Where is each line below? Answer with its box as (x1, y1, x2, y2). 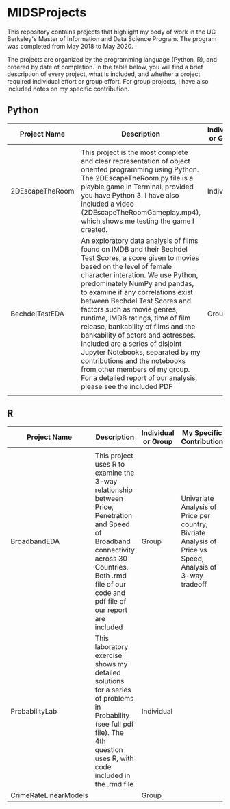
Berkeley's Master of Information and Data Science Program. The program (7, 34, 217, 43)
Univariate (181, 493, 214, 503)
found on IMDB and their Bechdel (81, 244, 188, 254)
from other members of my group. (81, 364, 190, 374)
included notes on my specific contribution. (7, 84, 130, 93)
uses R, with (94, 753, 134, 763)
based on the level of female (81, 261, 172, 271)
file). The (94, 727, 125, 737)
